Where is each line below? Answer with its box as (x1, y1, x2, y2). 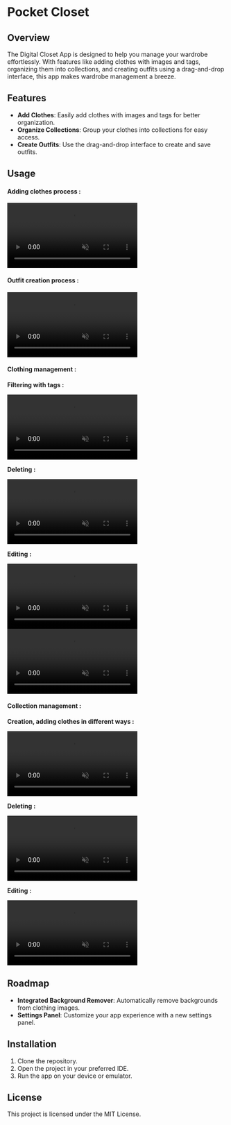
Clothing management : (7, 365, 77, 373)
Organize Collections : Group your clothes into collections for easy (17, 126, 208, 134)
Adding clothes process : (7, 187, 81, 195)
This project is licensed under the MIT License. (7, 1110, 142, 1118)
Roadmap (7, 978, 50, 990)
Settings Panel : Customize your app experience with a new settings (17, 1010, 212, 1019)
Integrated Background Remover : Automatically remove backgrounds (17, 996, 219, 1004)
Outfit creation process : (7, 276, 79, 285)
